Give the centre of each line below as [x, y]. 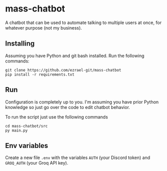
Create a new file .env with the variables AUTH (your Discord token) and [78, 157]
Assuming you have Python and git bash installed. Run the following [75, 55]
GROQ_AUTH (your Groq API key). [37, 163]
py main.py [16, 130]
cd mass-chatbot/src [27, 126]
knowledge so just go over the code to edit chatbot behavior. [68, 107]
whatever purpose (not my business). [44, 27]
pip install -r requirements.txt [40, 74]
